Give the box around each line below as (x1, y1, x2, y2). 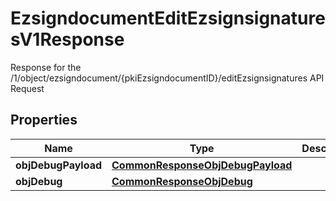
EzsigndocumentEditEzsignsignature (10, 7, 326, 30)
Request (10, 82, 45, 94)
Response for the (10, 61, 82, 73)
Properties (10, 112, 78, 129)
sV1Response (10, 28, 125, 51)
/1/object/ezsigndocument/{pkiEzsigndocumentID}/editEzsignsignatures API (10, 72, 325, 84)
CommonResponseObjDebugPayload (111, 158, 293, 172)
